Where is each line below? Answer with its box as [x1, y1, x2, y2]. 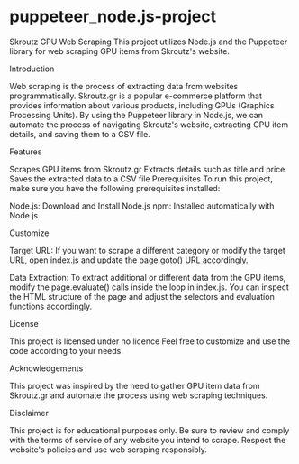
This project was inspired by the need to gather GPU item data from [9, 380, 260, 391]
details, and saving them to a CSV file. [9, 128, 150, 139]
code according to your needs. [9, 345, 123, 356]
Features [9, 146, 42, 157]
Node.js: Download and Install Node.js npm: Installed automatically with [9, 200, 275, 211]
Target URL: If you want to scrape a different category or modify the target [9, 245, 285, 255]
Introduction [9, 63, 55, 74]
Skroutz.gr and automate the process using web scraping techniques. [9, 390, 268, 401]
